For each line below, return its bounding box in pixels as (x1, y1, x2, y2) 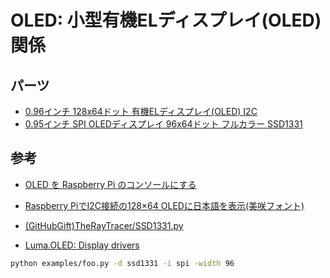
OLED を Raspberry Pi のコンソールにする (24, 178, 197, 190)
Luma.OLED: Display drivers (24, 239, 140, 251)
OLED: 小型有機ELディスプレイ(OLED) (10, 9, 322, 32)
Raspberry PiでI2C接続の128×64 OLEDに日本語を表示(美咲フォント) (24, 199, 305, 211)
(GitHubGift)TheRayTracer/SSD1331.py (24, 219, 184, 231)
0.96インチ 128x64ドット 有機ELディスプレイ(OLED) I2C (24, 106, 258, 117)
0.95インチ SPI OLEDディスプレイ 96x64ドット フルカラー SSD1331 (24, 118, 303, 130)
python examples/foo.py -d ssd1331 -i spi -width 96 (10, 258, 235, 268)
